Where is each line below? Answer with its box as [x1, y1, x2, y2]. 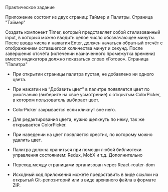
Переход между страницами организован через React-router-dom [12, 162, 155, 168]
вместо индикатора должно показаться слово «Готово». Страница [5, 56, 149, 62]
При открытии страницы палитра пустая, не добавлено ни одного [12, 71, 154, 77]
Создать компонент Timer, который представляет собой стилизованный [5, 29, 160, 35]
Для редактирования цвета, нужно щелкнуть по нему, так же [12, 116, 145, 122]
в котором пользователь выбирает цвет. [12, 97, 99, 103]
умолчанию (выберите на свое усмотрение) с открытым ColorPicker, [12, 92, 161, 97]
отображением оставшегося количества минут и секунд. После [5, 45, 143, 51]
